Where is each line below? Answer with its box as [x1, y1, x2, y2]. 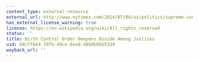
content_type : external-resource [6, 8, 89, 15]
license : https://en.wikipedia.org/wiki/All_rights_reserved [6, 25, 161, 31]
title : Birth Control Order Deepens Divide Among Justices [6, 36, 155, 42]
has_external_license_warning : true [6, 19, 97, 25]
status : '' [6, 31, 33, 37]
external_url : [6, 14, 41, 20]
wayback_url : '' [6, 47, 46, 53]
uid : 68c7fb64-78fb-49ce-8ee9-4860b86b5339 [6, 42, 115, 48]
